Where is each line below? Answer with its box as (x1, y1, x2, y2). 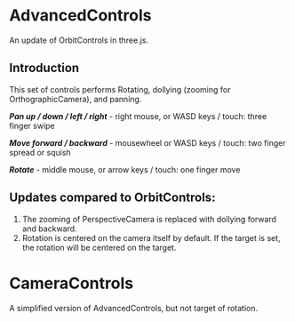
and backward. (21, 223, 77, 234)
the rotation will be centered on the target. (21, 242, 177, 253)
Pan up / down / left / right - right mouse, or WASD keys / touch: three (9, 110, 267, 121)
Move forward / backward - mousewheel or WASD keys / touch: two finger (9, 137, 286, 148)
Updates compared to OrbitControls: (9, 190, 216, 205)
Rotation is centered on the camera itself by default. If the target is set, (21, 232, 282, 243)
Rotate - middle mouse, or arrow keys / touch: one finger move (9, 164, 241, 174)
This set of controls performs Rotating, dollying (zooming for (9, 84, 231, 94)
